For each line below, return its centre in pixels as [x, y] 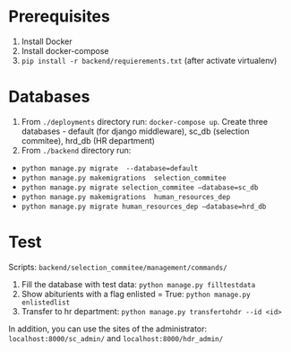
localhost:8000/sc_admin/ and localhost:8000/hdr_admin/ [116, 338]
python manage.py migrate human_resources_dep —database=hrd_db [144, 207]
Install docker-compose [65, 50]
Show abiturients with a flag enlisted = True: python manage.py [136, 294]
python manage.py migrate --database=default [110, 168]
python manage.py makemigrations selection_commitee [124, 178]
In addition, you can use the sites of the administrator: [108, 329]
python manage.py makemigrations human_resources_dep [126, 197]
